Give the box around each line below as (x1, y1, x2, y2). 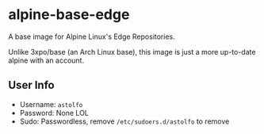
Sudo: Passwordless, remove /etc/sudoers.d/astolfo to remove (19, 117, 230, 126)
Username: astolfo (19, 99, 83, 109)
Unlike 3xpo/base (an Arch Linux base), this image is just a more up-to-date (8, 47, 256, 56)
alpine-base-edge (8, 6, 130, 24)
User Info (8, 78, 55, 92)
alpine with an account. (8, 56, 85, 65)
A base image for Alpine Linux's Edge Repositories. (8, 32, 176, 41)
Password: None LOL (19, 108, 90, 117)
